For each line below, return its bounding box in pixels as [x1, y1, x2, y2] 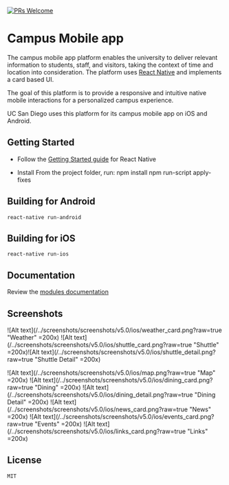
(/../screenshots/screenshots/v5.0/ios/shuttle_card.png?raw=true [7, 341, 193, 349]
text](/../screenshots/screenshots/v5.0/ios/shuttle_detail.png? [41, 348, 216, 356]
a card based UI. [7, 75, 54, 83]
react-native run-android [7, 214, 81, 220]
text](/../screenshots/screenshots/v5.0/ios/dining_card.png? [43, 376, 213, 384]
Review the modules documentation [7, 288, 109, 296]
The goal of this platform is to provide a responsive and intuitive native [7, 88, 207, 96]
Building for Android [7, 196, 96, 207]
